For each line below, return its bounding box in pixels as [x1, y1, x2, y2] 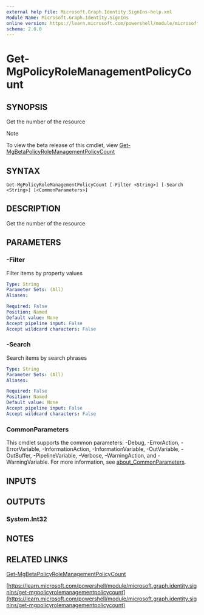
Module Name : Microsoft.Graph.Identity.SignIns [6, 15, 129, 21]
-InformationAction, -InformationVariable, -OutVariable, [42, 445, 180, 453]
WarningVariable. [6, 458, 50, 466]
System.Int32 [6, 515, 47, 523]
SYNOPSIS [6, 101, 48, 112]
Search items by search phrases [6, 354, 87, 362]
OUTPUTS [6, 496, 46, 507]
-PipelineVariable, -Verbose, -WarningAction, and [33, 452, 157, 459]
